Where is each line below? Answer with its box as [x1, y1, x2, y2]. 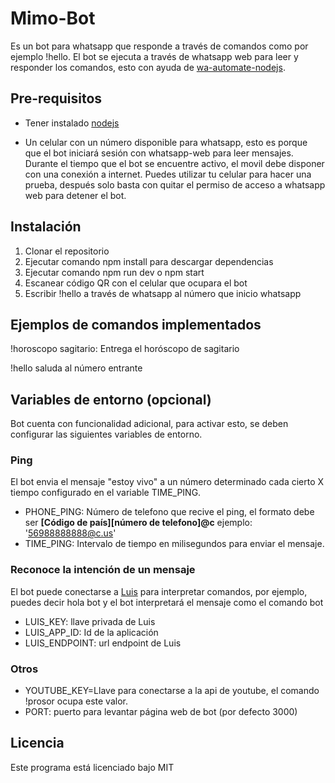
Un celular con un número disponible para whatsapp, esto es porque [24, 136, 308, 148]
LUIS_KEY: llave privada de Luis [24, 615, 156, 627]
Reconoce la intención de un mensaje [10, 563, 196, 577]
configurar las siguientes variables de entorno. [10, 428, 203, 441]
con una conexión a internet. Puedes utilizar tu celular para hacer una [24, 168, 312, 180]
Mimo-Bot [10, 7, 96, 30]
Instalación [10, 218, 82, 236]
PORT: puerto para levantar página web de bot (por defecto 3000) [24, 706, 298, 718]
